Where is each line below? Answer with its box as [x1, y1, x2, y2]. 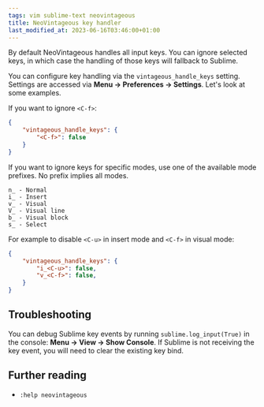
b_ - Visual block [8, 214, 69, 222]
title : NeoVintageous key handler [8, 19, 122, 27]
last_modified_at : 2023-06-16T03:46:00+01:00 [8, 26, 160, 34]
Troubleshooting [8, 308, 92, 322]
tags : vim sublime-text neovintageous [8, 11, 136, 20]
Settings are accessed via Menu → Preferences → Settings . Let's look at [8, 80, 246, 89]
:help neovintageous [19, 391, 87, 399]
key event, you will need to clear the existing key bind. [8, 345, 184, 355]
